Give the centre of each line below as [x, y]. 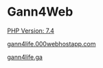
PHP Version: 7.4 [31, 31]
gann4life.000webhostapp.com [51, 44]
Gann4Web [40, 12]
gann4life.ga [25, 57]
